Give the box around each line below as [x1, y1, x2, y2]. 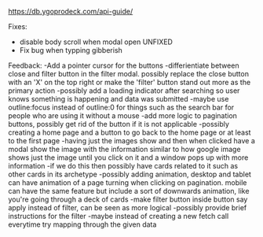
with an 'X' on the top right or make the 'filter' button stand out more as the [8, 78, 251, 87]
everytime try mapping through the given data [8, 220, 157, 229]
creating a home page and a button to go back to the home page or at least [8, 128, 251, 137]
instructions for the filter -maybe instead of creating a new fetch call [8, 212, 229, 220]
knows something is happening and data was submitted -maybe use [8, 94, 229, 103]
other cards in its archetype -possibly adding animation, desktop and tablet [8, 169, 251, 179]
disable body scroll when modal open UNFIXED [19, 37, 173, 46]
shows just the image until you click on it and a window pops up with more [8, 153, 249, 162]
